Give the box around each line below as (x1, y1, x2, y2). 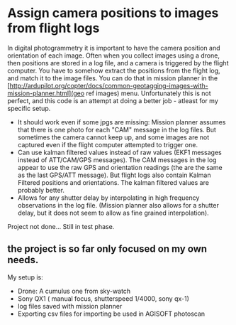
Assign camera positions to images (7, 5, 219, 21)
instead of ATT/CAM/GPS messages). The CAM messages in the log (17, 155, 217, 164)
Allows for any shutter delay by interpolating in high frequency (17, 193, 200, 202)
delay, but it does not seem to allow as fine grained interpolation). (17, 208, 209, 217)
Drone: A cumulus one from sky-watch (17, 287, 131, 295)
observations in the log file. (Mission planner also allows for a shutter (17, 201, 220, 209)
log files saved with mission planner (17, 302, 123, 310)
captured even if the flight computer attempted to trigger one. (17, 140, 198, 149)
